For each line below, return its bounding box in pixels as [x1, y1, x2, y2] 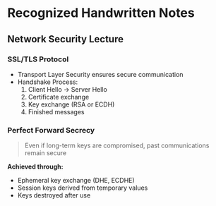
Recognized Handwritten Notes [7, 5, 196, 21]
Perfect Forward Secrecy [7, 125, 95, 135]
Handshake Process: [17, 78, 78, 86]
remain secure [24, 149, 67, 157]
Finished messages [28, 107, 85, 116]
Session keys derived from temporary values [17, 183, 148, 192]
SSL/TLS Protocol [7, 54, 69, 64]
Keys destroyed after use [17, 191, 91, 200]
